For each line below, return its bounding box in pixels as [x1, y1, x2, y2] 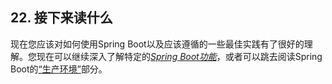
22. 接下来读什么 [10, 9, 113, 27]
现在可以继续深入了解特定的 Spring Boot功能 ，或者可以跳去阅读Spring [36, 50, 323, 62]
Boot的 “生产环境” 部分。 [10, 63, 108, 75]
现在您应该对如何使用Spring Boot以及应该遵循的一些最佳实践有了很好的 [10, 38, 305, 50]
